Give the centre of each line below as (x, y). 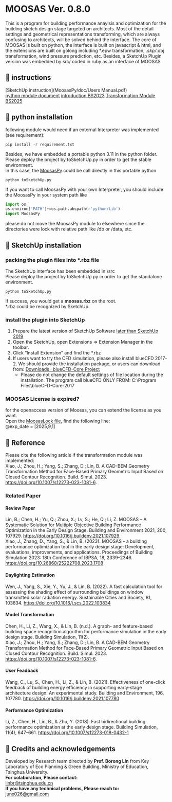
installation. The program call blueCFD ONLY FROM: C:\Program (88, 380)
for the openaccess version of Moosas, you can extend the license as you (83, 410)
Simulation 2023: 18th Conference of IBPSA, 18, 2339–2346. (69, 558)
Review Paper (20, 508)
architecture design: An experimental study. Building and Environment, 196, (85, 693)
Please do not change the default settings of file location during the (92, 375)
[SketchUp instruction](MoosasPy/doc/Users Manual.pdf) (66, 90)
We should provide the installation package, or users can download (89, 364)
